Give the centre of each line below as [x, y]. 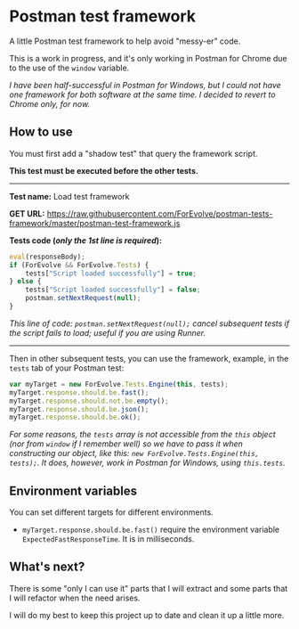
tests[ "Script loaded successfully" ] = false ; [113, 290]
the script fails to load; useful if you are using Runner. [108, 332]
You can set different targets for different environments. [111, 512]
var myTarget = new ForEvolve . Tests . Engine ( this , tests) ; [119, 384]
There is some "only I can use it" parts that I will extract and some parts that [149, 588]
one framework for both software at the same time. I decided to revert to [142, 94]
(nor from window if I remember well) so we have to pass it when [126, 444]
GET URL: [27, 213]
